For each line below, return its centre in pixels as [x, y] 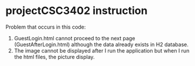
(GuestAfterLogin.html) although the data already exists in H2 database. [101, 44]
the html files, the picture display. [54, 57]
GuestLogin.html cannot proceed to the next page [75, 38]
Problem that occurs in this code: [46, 27]
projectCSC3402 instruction [77, 11]
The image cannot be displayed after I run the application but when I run [102, 50]
